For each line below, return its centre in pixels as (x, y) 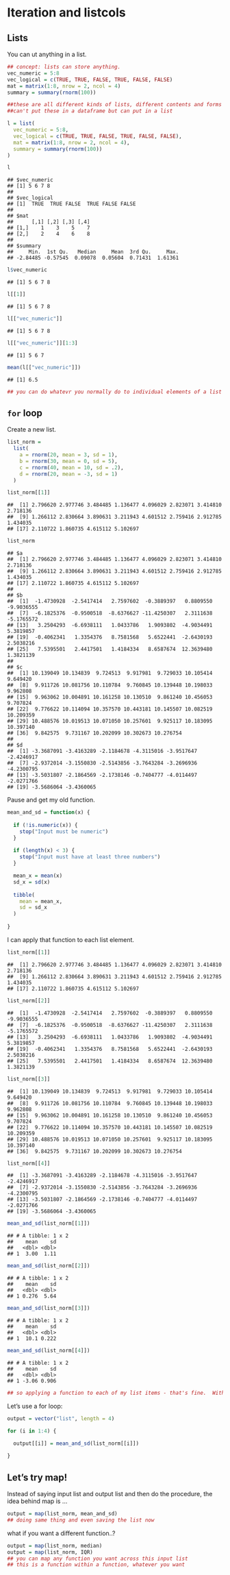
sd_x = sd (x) (32, 882)
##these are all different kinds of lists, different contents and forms (115, 105)
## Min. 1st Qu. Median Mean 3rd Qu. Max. (93, 252)
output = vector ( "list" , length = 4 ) (61, 1418)
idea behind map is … (37, 1501)
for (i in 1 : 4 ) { (32, 1431)
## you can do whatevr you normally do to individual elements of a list (115, 392)
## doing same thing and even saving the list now (81, 1520)
